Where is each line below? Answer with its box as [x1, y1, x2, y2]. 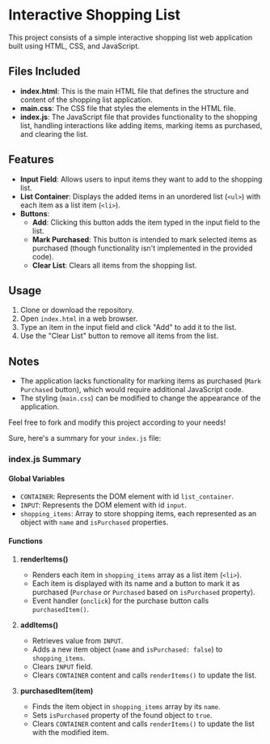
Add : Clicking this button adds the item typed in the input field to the [32, 217, 260, 227]
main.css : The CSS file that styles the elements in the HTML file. [19, 103, 236, 113]
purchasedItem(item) [19, 686, 94, 695]
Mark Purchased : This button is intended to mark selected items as [32, 234, 257, 244]
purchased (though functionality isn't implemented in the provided [32, 243, 253, 253]
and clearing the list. [19, 129, 89, 139]
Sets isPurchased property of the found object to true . [32, 710, 213, 720]
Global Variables [8, 473, 65, 483]
